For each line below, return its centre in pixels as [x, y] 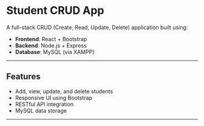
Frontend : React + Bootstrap [51, 39]
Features [23, 77]
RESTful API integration [44, 104]
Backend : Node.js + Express [51, 45]
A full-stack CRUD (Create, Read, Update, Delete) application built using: [97, 27]
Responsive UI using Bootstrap [53, 98]
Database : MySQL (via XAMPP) [55, 51]
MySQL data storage [41, 110]
